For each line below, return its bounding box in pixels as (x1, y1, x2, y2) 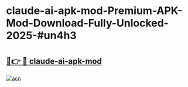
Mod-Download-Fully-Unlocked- (6, 16, 169, 30)
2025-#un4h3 (6, 29, 77, 42)
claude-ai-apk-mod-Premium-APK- (6, 4, 183, 18)
